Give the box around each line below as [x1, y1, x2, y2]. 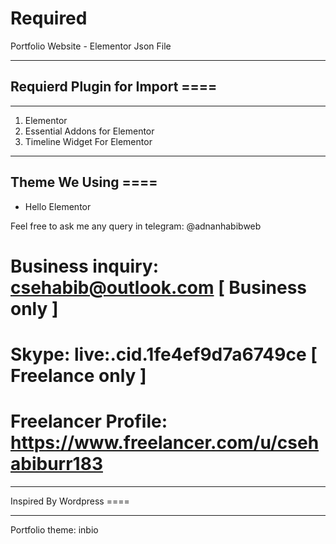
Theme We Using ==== [10, 174, 158, 191]
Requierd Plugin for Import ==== [10, 78, 218, 96]
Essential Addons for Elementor [24, 125, 155, 137]
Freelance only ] [10, 364, 147, 387]
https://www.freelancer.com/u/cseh [10, 432, 320, 454]
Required [10, 7, 88, 30]
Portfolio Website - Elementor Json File [10, 40, 172, 52]
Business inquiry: [10, 255, 160, 277]
